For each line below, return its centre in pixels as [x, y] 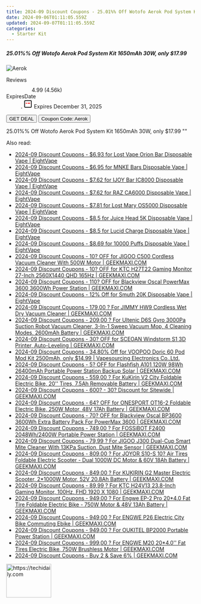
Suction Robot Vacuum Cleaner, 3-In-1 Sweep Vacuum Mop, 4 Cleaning [103, 327]
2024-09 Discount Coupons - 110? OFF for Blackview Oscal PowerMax [102, 282]
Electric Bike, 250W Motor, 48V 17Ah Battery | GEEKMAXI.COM [92, 409]
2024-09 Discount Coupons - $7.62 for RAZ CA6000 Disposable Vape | [103, 193]
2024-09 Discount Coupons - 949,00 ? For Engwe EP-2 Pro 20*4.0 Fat [103, 499]
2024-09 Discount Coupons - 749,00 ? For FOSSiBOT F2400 [90, 428]
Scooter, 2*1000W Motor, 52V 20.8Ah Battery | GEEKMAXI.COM [94, 479]
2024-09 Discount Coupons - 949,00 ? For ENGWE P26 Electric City [99, 517]
